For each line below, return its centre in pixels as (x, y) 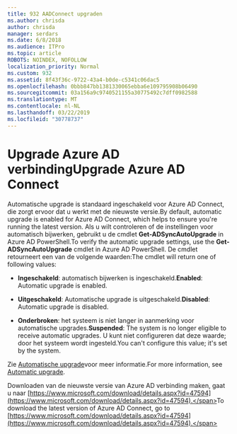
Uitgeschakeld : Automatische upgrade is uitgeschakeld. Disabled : (114, 299)
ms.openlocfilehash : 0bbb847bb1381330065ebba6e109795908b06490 (103, 86)
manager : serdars (33, 34)
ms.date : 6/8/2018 (34, 40)
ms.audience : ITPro (36, 47)
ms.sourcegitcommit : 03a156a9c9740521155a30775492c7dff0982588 (103, 93)
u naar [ (19, 393)
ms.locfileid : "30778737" (45, 119)
